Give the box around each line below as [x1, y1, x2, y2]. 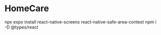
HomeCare [4, 3, 49, 14]
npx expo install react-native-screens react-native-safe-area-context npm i [4, 19, 157, 25]
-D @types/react [4, 24, 39, 30]
